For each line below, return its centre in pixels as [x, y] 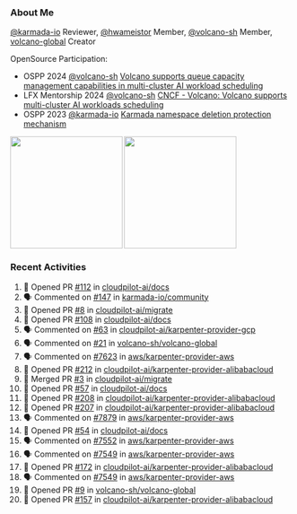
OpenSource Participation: [59, 59]
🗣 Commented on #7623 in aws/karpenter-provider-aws [129, 356]
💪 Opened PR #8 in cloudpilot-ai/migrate [98, 309]
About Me [32, 13]
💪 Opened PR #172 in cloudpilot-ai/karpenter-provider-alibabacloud [148, 466]
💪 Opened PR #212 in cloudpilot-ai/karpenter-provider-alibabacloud [148, 369]
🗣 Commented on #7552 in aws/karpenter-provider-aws [128, 440]
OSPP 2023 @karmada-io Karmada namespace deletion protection [147, 115]
